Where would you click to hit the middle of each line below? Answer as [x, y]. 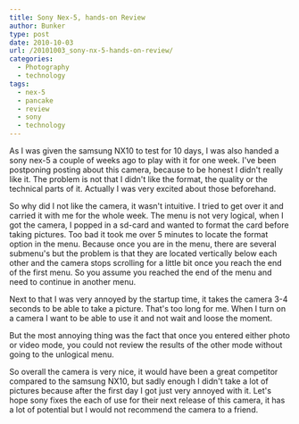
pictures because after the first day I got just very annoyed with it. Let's [141, 391]
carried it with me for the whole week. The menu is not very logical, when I [146, 216]
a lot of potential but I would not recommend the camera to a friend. [134, 410]
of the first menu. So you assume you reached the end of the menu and [141, 272]
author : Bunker [37, 26]
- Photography [43, 68]
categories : [31, 59]
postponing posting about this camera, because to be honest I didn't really [146, 170]
